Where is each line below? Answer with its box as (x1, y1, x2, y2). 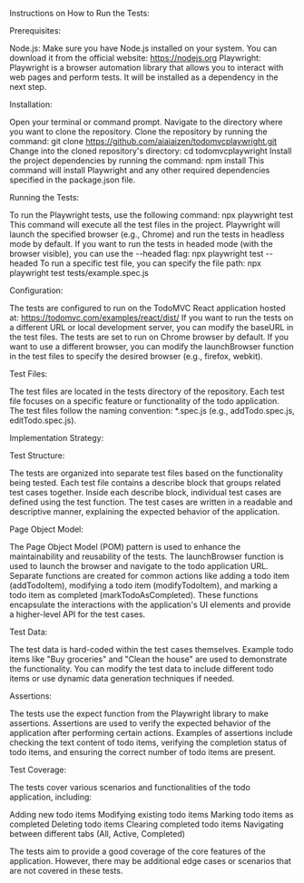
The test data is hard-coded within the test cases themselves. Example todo (9, 644, 294, 654)
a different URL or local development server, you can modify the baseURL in (9, 322, 294, 332)
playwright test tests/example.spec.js (9, 268, 150, 278)
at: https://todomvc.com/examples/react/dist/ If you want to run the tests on (9, 312, 294, 323)
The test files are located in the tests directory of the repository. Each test (9, 386, 285, 397)
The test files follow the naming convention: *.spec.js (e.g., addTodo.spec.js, (9, 406, 295, 416)
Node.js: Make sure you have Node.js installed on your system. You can (9, 43, 278, 54)
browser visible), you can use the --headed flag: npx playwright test (9, 249, 264, 259)
